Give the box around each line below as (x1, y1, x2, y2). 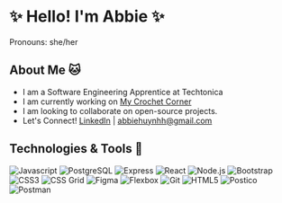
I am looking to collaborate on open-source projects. (22, 105, 218, 116)
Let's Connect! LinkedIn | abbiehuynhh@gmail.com (22, 115, 213, 126)
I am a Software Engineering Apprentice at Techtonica (22, 86, 223, 97)
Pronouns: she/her (9, 36, 78, 47)
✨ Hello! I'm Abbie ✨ (9, 6, 165, 27)
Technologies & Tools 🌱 (9, 141, 143, 156)
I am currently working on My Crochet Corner (22, 96, 192, 107)
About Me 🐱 (9, 63, 81, 78)
